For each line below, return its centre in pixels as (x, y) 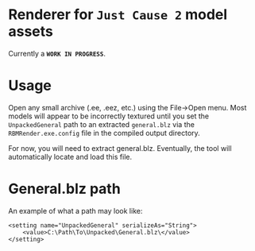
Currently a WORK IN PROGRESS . (57, 53)
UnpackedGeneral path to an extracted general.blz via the (101, 124)
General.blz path (64, 189)
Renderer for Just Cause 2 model (118, 15)
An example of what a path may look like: (75, 210)
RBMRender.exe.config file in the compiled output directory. (104, 133)
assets (31, 31)
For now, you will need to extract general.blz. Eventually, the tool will (120, 148)
